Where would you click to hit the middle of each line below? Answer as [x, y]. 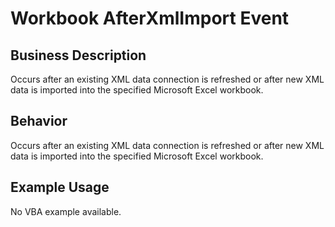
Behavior [39, 121]
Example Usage [60, 187]
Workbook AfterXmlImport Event [150, 18]
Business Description [78, 55]
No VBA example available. [66, 211]
